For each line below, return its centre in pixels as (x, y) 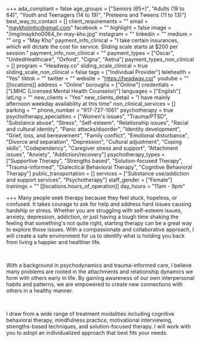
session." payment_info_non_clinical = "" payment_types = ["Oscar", (90, 53)
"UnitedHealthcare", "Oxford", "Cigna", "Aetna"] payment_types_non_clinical (100, 59)
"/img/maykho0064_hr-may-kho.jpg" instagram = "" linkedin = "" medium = (99, 34)
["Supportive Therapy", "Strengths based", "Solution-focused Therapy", (95, 161)
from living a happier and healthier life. (54, 242)
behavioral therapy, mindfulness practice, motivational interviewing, (90, 320)
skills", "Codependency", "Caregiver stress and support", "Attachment (92, 148)
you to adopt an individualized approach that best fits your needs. (87, 333)
